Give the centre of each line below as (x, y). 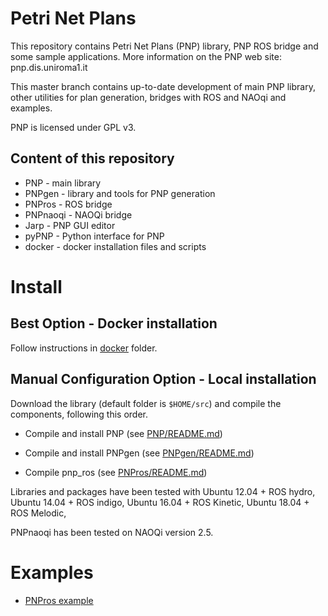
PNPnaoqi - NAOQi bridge (78, 214)
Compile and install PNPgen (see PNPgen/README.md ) (139, 453)
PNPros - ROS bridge (68, 204)
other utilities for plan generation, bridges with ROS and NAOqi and (148, 97)
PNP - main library (63, 183)
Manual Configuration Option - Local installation (163, 379)
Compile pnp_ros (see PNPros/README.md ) (116, 472)
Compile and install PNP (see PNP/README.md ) (123, 433)
